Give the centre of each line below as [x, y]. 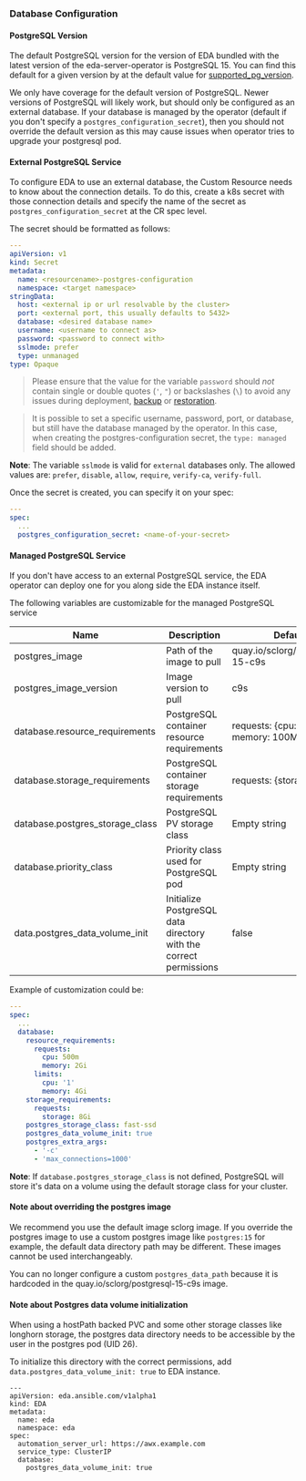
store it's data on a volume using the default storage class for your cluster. [149, 1186]
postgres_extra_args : [66, 1142]
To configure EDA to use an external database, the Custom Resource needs [151, 182]
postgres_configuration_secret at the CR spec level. [108, 211]
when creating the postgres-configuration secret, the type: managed [159, 438]
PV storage [190, 824]
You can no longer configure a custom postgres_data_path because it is [144, 1273]
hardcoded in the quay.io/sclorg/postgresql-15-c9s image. [119, 1283]
